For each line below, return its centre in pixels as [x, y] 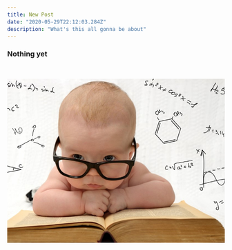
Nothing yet [27, 54]
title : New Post [30, 14]
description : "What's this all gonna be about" [77, 29]
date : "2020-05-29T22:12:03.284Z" [57, 22]
